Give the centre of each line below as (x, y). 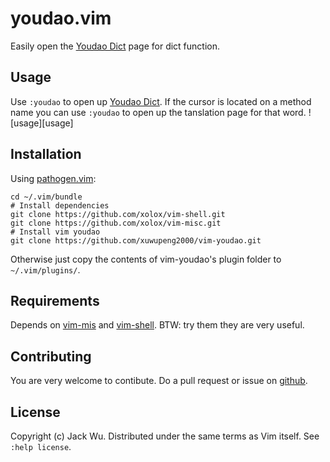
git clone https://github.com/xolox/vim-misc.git (116, 223)
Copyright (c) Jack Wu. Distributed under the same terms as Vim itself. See (165, 436)
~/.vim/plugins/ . (45, 269)
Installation (46, 154)
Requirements (55, 300)
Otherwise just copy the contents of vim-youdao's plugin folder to (146, 259)
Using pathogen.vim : (53, 178)
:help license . (41, 446)
